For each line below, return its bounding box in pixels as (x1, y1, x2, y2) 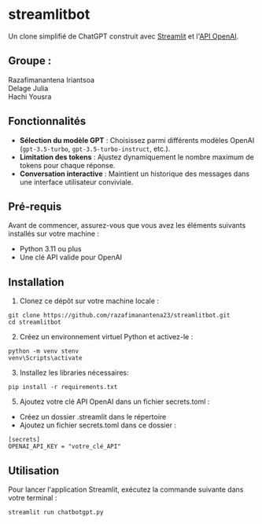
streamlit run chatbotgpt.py (8, 508, 104, 516)
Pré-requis (8, 200, 62, 213)
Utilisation (8, 464, 60, 477)
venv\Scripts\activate (8, 354, 83, 362)
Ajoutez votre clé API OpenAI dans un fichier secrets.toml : (19, 397, 210, 406)
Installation (8, 275, 65, 288)
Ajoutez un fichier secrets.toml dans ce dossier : (19, 420, 177, 430)
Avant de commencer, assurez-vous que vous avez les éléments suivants (8, 221, 246, 230)
